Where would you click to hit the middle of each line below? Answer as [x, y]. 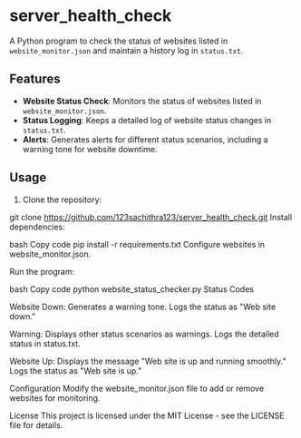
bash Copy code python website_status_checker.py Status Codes [131, 289]
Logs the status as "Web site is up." [76, 370]
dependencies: [37, 227]
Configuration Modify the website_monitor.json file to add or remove [137, 388]
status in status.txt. [45, 343]
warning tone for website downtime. [90, 149]
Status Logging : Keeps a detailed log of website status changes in [147, 120]
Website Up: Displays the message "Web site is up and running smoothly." [148, 361]
